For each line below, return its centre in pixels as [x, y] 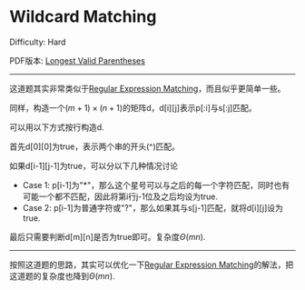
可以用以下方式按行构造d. [57, 127]
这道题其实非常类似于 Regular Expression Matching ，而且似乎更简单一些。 [148, 88]
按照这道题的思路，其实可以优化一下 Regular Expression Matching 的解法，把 [152, 265]
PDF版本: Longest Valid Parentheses [77, 60]
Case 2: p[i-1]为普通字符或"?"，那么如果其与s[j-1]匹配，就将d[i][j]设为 [153, 207]
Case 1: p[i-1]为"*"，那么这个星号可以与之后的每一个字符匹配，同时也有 [156, 185]
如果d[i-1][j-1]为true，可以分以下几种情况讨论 [94, 165]
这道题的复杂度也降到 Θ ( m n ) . [62, 275]
